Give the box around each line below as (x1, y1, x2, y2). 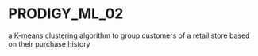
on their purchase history (8, 39, 90, 48)
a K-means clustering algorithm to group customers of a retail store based (8, 31, 250, 40)
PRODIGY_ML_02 (8, 5, 124, 23)
